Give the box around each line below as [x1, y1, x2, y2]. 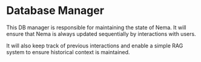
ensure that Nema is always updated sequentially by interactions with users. [6, 30, 196, 37]
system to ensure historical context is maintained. [6, 48, 130, 55]
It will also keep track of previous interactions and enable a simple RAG [6, 42, 183, 49]
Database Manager [6, 4, 105, 18]
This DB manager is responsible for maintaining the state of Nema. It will [6, 24, 186, 31]
